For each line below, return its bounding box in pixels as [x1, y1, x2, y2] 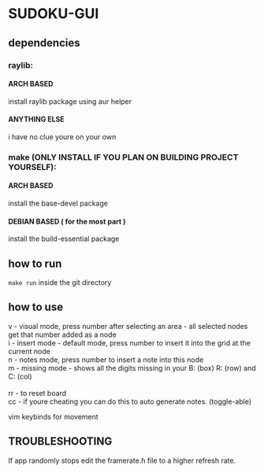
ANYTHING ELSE [8, 115, 65, 124]
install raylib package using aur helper [8, 96, 132, 106]
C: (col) [8, 371, 33, 381]
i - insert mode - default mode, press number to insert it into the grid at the [8, 338, 251, 347]
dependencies [8, 36, 80, 50]
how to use [8, 301, 64, 314]
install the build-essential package [8, 234, 120, 244]
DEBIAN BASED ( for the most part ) [8, 216, 126, 226]
